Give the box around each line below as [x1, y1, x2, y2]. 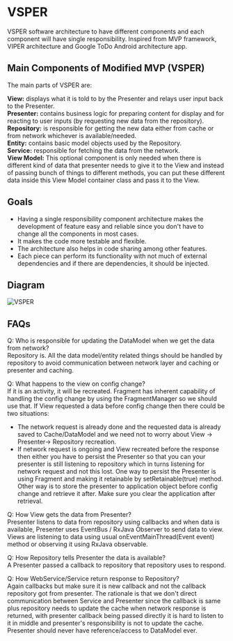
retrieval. [17, 497, 43, 506]
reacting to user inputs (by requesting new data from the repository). [7, 116, 204, 125]
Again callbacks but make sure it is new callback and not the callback [7, 582, 207, 590]
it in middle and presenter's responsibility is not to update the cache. [7, 619, 204, 628]
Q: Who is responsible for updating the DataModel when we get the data [7, 336, 215, 345]
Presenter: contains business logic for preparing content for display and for [7, 109, 225, 117]
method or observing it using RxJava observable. [7, 540, 148, 548]
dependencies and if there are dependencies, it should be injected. [17, 259, 210, 267]
